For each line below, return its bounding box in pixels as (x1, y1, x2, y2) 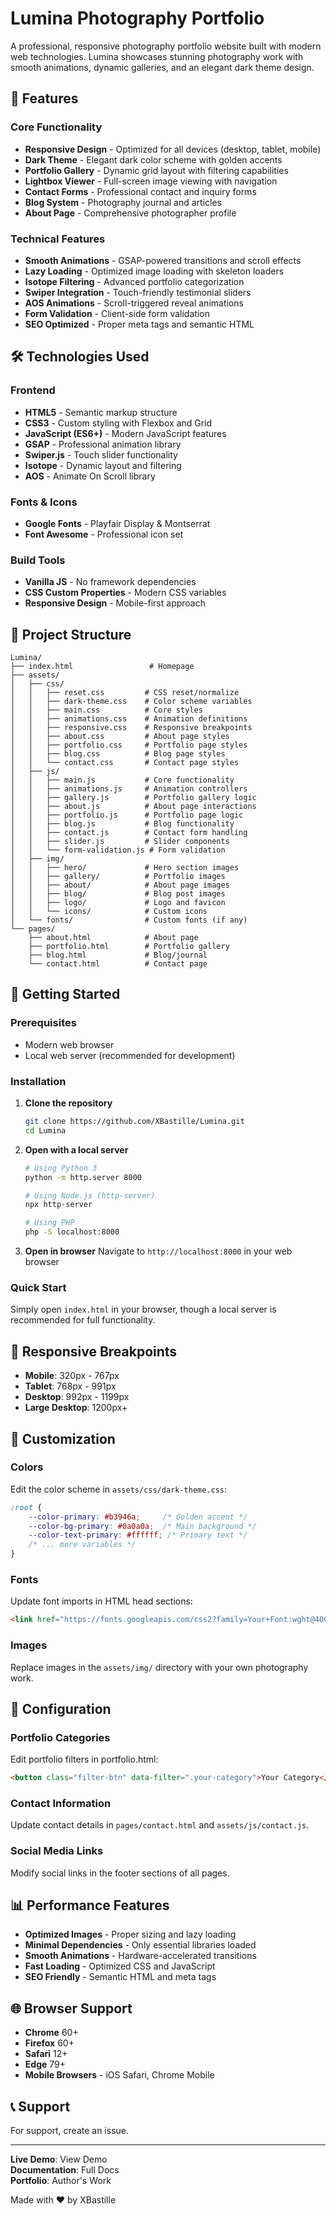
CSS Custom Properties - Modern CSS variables (24, 587, 227, 599)
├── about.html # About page (28, 933, 199, 943)
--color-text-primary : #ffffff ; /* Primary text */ (28, 1530, 248, 1541)
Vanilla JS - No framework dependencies (24, 576, 197, 588)
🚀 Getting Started (10, 986, 121, 1003)
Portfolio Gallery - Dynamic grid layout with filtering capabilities (24, 164, 289, 176)
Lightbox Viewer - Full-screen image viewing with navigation (24, 175, 278, 187)
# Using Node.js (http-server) (24, 1190, 156, 1201)
